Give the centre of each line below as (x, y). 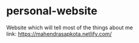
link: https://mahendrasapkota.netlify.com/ (59, 33)
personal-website (52, 11)
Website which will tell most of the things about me (69, 27)
